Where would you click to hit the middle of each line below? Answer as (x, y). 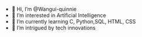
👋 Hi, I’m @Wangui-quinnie (44, 9)
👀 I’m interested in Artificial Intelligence (59, 15)
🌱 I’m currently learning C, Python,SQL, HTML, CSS (74, 21)
